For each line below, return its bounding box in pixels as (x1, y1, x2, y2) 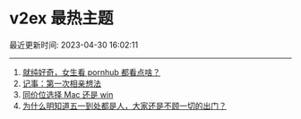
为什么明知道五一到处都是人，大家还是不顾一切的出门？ (21, 100, 227, 111)
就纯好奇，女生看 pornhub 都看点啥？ (21, 66, 161, 77)
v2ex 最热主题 (9, 8, 114, 29)
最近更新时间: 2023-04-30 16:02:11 (9, 39, 139, 50)
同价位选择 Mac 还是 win (21, 89, 114, 99)
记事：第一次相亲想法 (21, 78, 101, 89)
